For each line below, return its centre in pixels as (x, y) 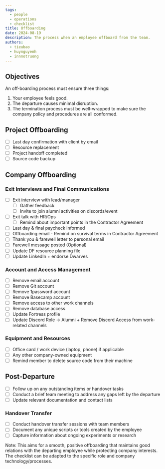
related (20, 326)
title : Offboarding (25, 28)
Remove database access (39, 309)
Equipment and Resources (38, 339)
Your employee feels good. (40, 98)
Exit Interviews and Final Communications (57, 189)
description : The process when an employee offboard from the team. (78, 38)
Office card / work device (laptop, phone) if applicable (68, 349)
